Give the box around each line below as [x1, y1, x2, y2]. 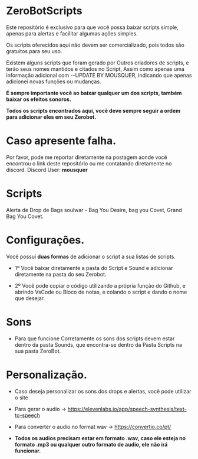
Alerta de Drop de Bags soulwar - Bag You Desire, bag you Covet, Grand [6, 206, 183, 213]
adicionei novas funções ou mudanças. [6, 78, 101, 85]
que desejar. [14, 294, 45, 302]
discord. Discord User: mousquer [6, 166, 88, 173]
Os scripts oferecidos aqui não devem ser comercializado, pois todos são [6, 41, 184, 48]
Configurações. [6, 233, 85, 246]
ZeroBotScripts [6, 4, 82, 18]
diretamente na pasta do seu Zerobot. [14, 271, 107, 278]
